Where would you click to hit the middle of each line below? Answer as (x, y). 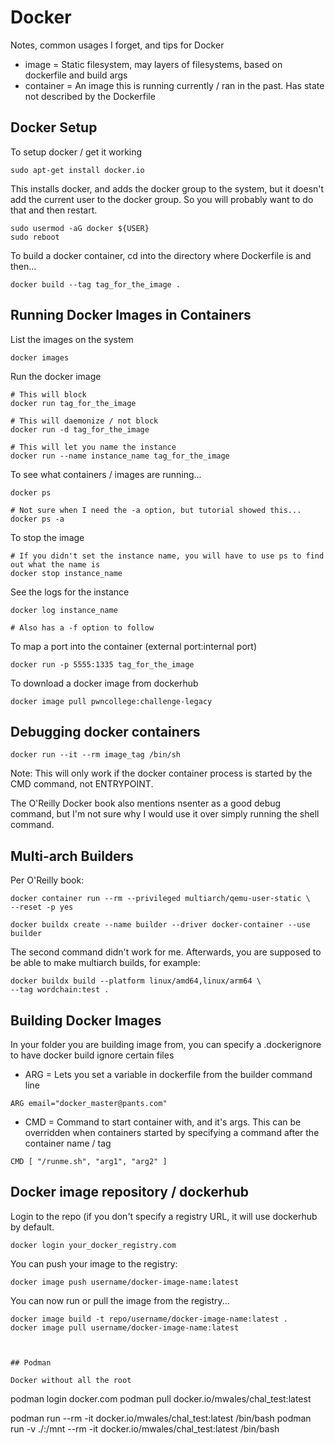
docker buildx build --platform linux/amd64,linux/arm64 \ (136, 981)
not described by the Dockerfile (90, 96)
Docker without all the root (71, 1380)
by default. (32, 1227)
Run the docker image (56, 376)
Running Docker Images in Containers (131, 315)
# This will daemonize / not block (84, 421)
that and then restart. (54, 210)
